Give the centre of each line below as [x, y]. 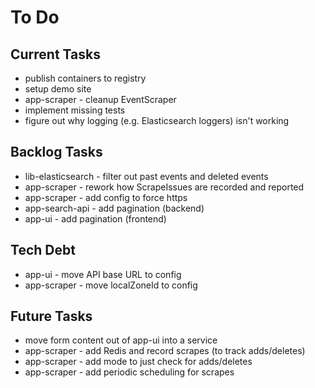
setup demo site [58, 89]
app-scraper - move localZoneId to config [111, 285]
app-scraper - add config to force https [106, 197]
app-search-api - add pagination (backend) [114, 208]
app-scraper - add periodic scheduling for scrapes [129, 372]
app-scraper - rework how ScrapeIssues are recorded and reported [164, 187]
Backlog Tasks [56, 152]
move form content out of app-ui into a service [121, 340]
